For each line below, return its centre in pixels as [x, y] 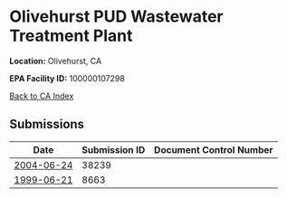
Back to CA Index [42, 96]
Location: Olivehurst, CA [56, 61]
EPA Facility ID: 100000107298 [67, 78]
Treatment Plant [71, 36]
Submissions [47, 124]
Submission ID [113, 149]
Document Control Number [213, 149]
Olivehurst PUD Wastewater [116, 17]
